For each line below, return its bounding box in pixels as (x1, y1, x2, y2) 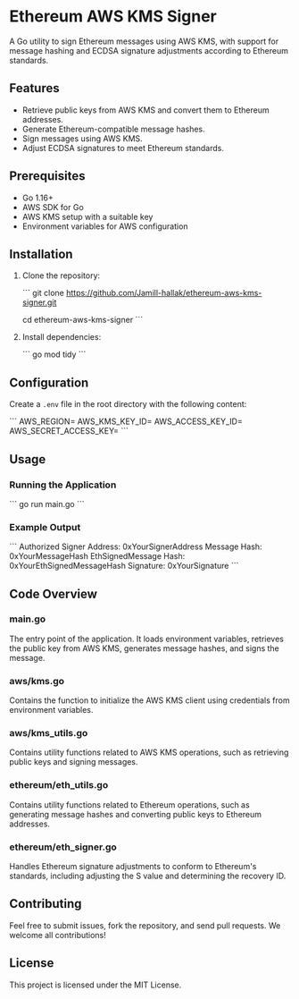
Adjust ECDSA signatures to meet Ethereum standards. (21, 142, 225, 153)
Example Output (9, 521, 81, 533)
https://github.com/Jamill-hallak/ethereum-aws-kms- (65, 288, 262, 299)
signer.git (21, 297, 57, 308)
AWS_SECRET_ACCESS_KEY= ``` (9, 426, 129, 436)
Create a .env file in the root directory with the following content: (9, 399, 247, 410)
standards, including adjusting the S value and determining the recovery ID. (9, 870, 287, 882)
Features (9, 80, 60, 96)
